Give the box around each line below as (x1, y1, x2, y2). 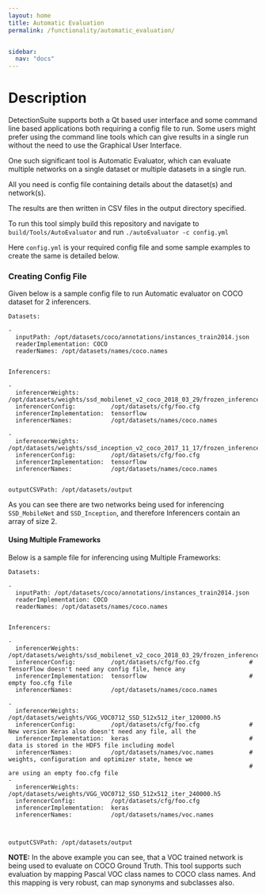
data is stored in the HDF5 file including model (8, 741, 176, 749)
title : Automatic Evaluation (8, 19, 104, 27)
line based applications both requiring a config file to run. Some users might (8, 124, 256, 133)
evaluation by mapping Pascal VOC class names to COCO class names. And (8, 869, 256, 878)
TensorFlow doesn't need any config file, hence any (8, 665, 186, 673)
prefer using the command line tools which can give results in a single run (8, 132, 249, 142)
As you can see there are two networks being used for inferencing (8, 500, 224, 510)
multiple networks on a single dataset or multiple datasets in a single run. (8, 164, 247, 174)
